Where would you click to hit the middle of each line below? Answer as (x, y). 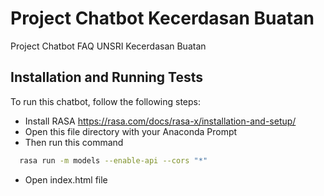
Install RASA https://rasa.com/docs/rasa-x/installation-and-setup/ (160, 121)
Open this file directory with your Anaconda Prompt (131, 131)
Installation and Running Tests (107, 77)
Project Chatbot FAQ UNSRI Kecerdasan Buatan (108, 46)
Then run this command (74, 142)
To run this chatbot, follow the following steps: (106, 101)
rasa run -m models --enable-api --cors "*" (113, 160)
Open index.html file (66, 179)
